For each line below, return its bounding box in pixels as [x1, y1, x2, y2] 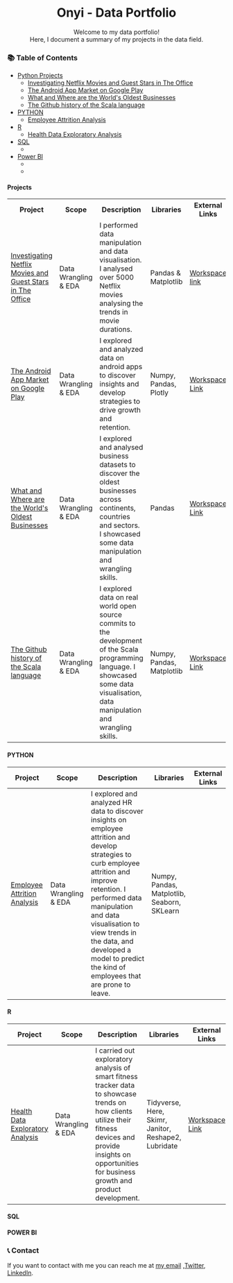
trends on [95, 1098, 127, 1107]
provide [95, 1141, 120, 1150]
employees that [91, 971, 141, 980]
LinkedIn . [7, 1268, 33, 1277]
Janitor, [146, 1123, 171, 1133]
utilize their [95, 1115, 132, 1125]
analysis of [95, 1063, 131, 1073]
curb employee [91, 858, 140, 868]
